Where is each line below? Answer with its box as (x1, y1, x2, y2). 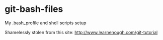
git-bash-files (4, 3, 63, 15)
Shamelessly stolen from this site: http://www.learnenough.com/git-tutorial (4, 29, 158, 35)
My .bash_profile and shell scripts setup (4, 20, 86, 26)
